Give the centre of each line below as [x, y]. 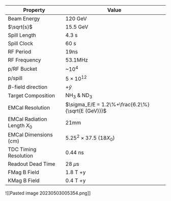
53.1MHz [77, 60]
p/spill [15, 78]
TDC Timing [22, 150]
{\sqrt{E [75, 110]
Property [34, 10]
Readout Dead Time [32, 164]
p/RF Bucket [22, 69]
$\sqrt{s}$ [20, 27]
